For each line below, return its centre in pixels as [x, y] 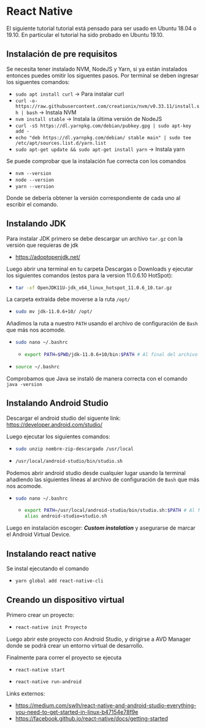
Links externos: [26, 694]
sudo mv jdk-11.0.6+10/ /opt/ [54, 312]
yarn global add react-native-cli [59, 581]
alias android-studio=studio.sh [66, 516]
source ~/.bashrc [37, 367]
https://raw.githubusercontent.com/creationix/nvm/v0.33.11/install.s [107, 106]
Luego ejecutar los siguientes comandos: [58, 436]
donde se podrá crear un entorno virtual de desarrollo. [75, 645]
